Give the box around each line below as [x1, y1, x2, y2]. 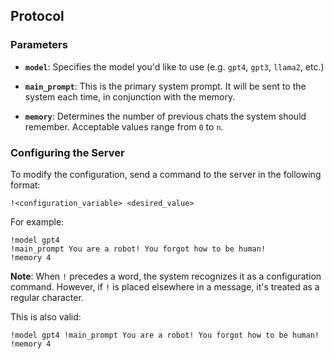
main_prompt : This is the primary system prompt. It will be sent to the [24, 80, 307, 92]
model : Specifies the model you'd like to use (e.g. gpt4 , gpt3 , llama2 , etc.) [24, 60, 325, 73]
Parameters [10, 38, 68, 52]
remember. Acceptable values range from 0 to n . [24, 120, 224, 133]
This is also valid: [10, 310, 82, 323]
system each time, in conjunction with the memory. [24, 90, 236, 103]
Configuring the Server [10, 145, 125, 159]
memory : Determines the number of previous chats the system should [24, 110, 307, 122]
